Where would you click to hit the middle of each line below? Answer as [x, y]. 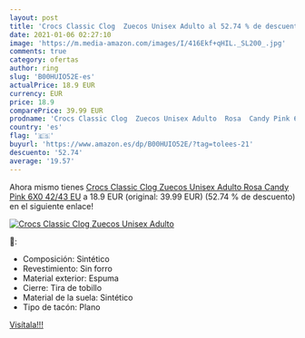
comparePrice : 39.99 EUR [56, 111]
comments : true [38, 52]
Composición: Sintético [66, 258]
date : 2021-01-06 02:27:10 [60, 34]
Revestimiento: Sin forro [68, 268]
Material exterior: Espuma [71, 278]
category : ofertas [44, 60]
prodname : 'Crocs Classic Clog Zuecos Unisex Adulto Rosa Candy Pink [150, 119]
